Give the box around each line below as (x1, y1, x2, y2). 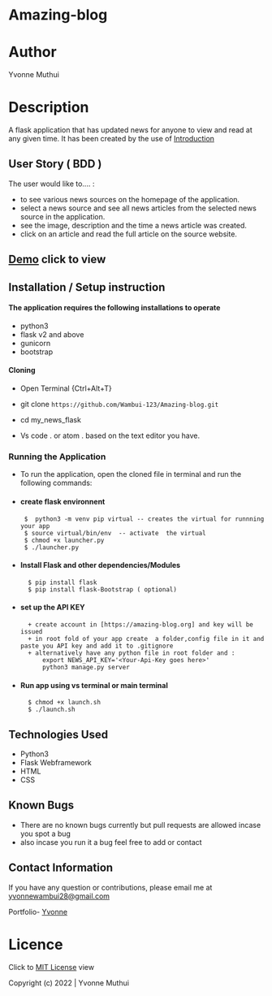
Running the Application (8, 451, 106, 462)
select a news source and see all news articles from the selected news (19, 203, 257, 213)
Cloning (8, 366, 36, 375)
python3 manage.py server (41, 663, 130, 671)
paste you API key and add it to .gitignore (19, 642, 174, 650)
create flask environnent (19, 496, 106, 506)
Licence (8, 935, 63, 954)
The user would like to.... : (8, 179, 95, 188)
